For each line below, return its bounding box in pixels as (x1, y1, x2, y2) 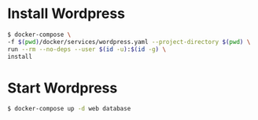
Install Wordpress (7, 5, 126, 23)
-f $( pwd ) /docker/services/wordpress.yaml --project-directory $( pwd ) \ (7, 38, 251, 45)
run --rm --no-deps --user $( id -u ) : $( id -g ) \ (7, 45, 167, 53)
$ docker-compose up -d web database (7, 105, 131, 113)
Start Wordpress (7, 79, 118, 96)
